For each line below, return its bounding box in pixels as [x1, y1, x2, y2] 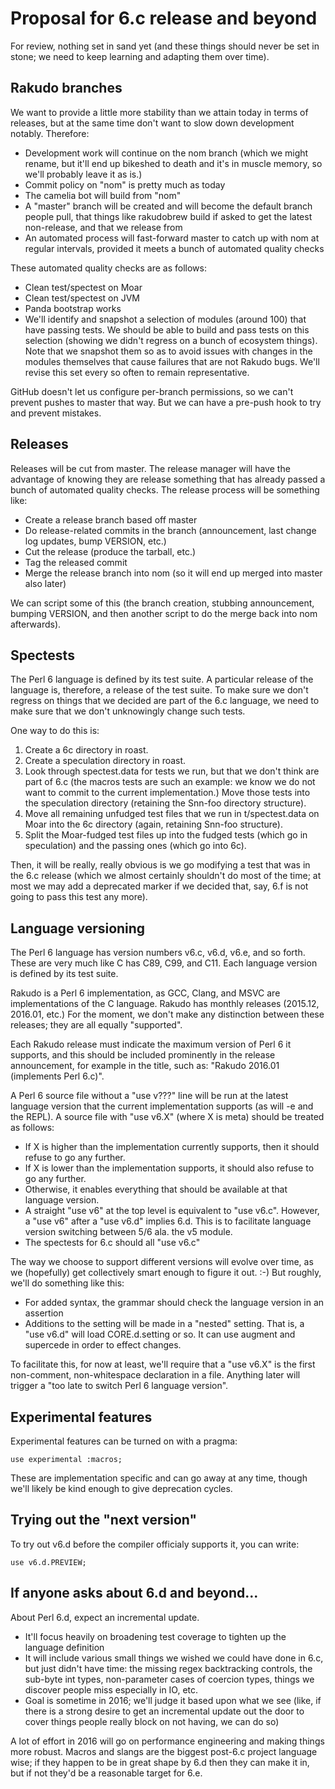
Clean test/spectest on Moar [24, 281, 143, 293]
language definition [24, 1641, 105, 1653]
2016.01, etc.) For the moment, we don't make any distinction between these [10, 1008, 325, 1021]
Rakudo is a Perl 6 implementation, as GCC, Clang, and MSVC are [10, 987, 281, 999]
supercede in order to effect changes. [24, 1339, 182, 1351]
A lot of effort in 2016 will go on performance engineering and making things [10, 1735, 325, 1747]
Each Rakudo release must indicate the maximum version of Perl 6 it [10, 1038, 292, 1051]
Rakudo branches [10, 80, 123, 97]
